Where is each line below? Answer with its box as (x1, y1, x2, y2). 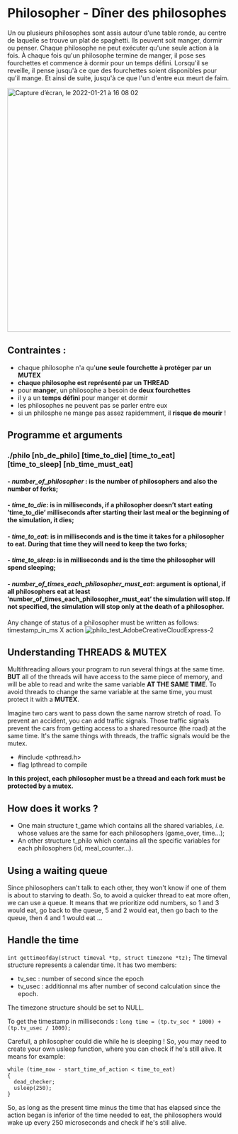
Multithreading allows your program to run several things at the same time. (7, 665, 225, 674)
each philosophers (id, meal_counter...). (17, 844, 134, 853)
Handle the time (7, 934, 79, 946)
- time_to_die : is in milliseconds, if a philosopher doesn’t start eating (7, 501, 213, 509)
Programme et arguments (7, 429, 123, 441)
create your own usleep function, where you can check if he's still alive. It (7, 1044, 222, 1053)
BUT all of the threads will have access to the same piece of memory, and (7, 673, 223, 681)
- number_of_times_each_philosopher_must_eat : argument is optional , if (7, 580, 226, 588)
